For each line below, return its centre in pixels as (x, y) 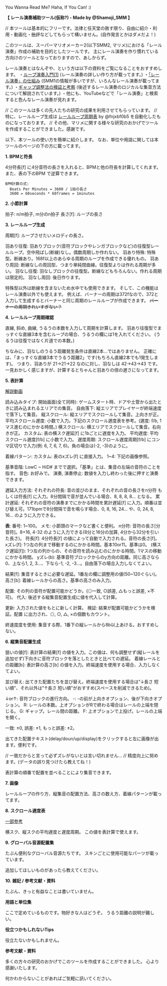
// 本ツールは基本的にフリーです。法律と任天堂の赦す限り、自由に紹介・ (79, 28)
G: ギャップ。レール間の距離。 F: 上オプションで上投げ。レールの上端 (91, 711)
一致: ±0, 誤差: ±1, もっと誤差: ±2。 (41, 728)
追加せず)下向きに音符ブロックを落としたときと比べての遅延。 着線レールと (83, 659)
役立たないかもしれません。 (34, 940)
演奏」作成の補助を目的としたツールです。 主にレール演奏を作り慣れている (82, 51)
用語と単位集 (18, 902)
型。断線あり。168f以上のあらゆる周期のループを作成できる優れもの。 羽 (80, 258)
